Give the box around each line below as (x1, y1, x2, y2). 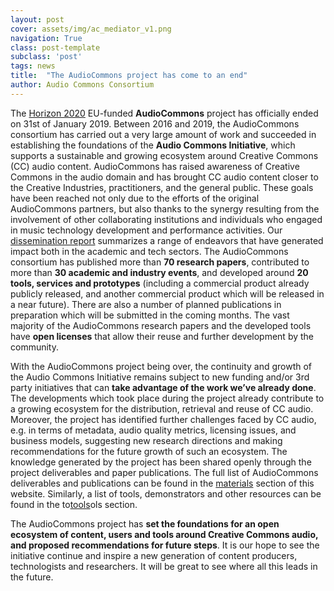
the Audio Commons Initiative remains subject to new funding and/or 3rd (10, 371, 310, 383)
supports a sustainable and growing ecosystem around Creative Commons (10, 149, 319, 161)
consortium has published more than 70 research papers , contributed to (10, 256, 310, 268)
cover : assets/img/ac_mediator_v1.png (10, 24, 172, 34)
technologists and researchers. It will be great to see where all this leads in (10, 560, 318, 572)
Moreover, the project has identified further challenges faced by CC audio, (10, 413, 317, 425)
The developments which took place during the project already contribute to (10, 392, 325, 404)
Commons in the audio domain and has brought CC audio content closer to (10, 171, 319, 183)
